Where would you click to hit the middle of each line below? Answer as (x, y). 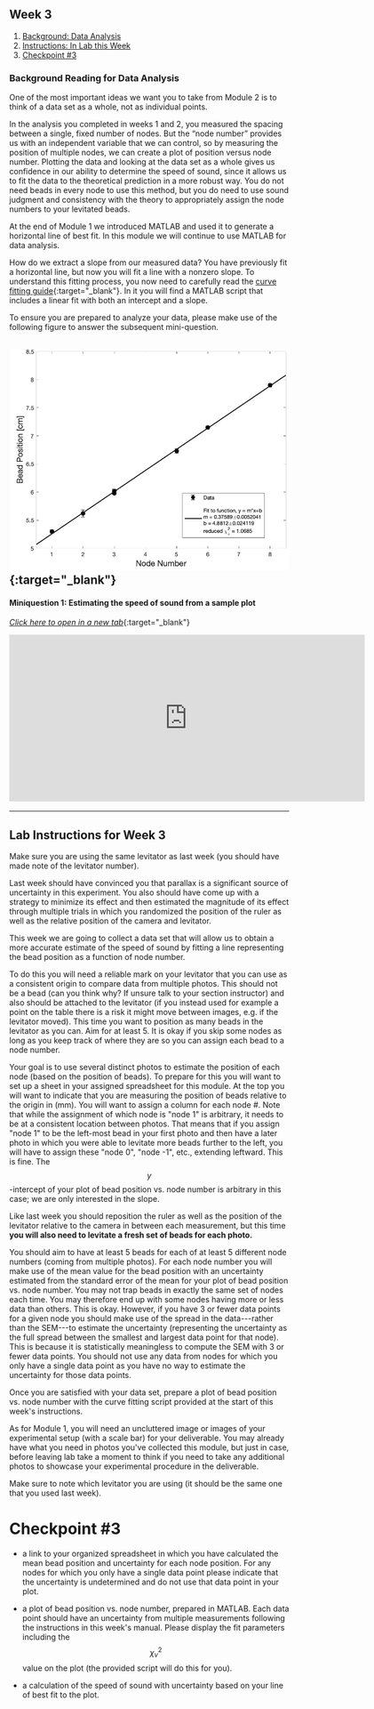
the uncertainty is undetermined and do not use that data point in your (151, 1582)
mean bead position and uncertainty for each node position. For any (147, 1563)
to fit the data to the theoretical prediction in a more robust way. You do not (147, 181)
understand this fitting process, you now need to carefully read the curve (143, 282)
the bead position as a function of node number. (97, 956)
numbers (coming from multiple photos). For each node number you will (141, 1262)
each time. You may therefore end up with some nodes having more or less (147, 1299)
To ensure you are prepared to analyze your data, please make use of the (143, 318)
